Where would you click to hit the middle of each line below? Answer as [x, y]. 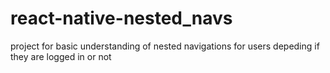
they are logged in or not [61, 56]
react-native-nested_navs [121, 18]
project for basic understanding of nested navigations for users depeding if [165, 46]
